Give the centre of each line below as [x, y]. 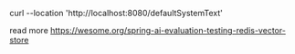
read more [29, 30]
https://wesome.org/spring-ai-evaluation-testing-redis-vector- [168, 30]
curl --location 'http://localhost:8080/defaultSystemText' [116, 13]
